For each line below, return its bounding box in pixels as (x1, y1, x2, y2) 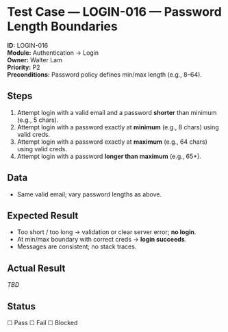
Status (7, 301, 36, 312)
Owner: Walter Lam (7, 55, 63, 64)
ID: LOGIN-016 (7, 41, 49, 49)
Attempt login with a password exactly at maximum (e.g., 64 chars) (16, 138, 207, 146)
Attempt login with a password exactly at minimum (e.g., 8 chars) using (16, 123, 219, 131)
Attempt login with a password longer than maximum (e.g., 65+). (16, 152, 202, 160)
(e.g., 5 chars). (16, 116, 59, 124)
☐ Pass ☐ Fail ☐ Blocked (7, 319, 78, 327)
